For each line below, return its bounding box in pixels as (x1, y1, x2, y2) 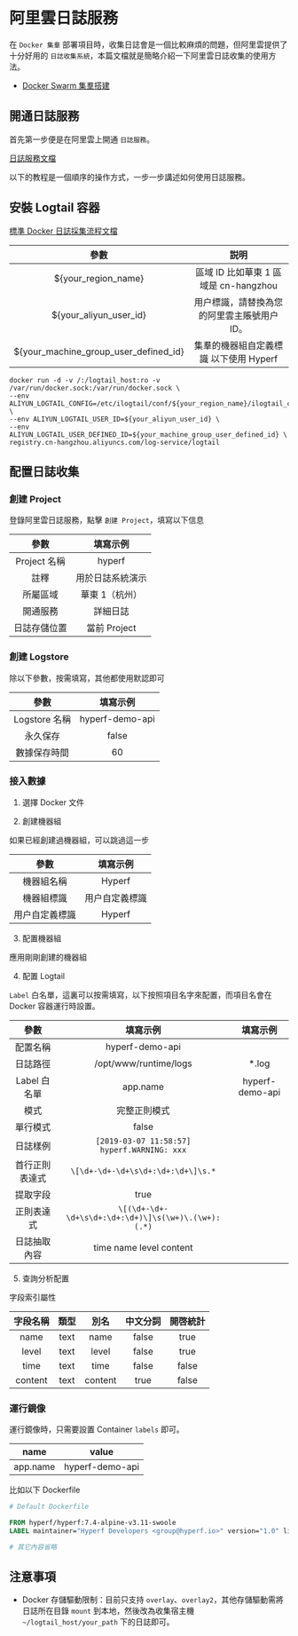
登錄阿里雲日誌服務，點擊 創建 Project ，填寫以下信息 (9, 515, 204, 526)
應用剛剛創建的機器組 (9, 952, 87, 962)
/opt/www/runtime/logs (94, 1057, 192, 1070)
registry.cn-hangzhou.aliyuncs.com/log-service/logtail (9, 438, 220, 447)
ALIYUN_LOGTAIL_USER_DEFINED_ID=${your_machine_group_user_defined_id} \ (9, 430, 288, 439)
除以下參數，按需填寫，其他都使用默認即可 (9, 672, 165, 684)
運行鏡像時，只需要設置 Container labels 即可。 (9, 1424, 184, 1434)
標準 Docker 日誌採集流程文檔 (9, 225, 118, 236)
